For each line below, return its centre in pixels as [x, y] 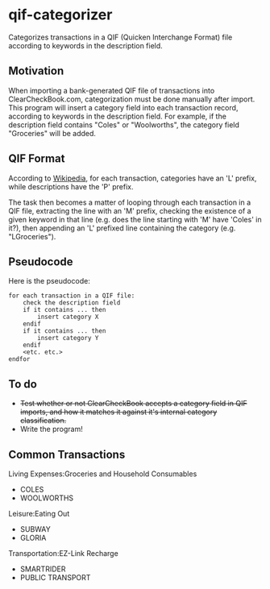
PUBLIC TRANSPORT [55, 577]
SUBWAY [35, 529]
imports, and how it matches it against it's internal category [118, 412]
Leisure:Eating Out [39, 514]
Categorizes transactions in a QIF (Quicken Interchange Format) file [120, 37]
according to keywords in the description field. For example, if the [118, 116]
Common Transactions [67, 454]
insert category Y [68, 338]
